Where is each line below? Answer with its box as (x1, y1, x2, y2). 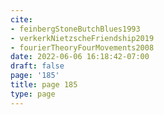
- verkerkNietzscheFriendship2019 (10, 33, 155, 43)
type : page (10, 89, 56, 99)
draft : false (10, 61, 65, 71)
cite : (10, 14, 33, 25)
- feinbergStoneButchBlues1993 (10, 24, 141, 34)
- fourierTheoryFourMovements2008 (10, 42, 155, 53)
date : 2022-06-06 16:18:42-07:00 (10, 52, 150, 62)
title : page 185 (10, 80, 78, 90)
